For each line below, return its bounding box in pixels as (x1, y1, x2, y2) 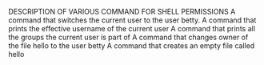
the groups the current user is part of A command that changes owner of (8, 32, 249, 42)
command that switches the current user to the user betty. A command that (8, 15, 257, 25)
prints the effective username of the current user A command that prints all (8, 24, 256, 33)
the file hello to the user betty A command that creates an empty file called (8, 41, 255, 51)
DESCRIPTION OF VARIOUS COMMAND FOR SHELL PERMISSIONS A (8, 7, 236, 16)
